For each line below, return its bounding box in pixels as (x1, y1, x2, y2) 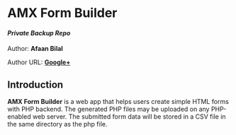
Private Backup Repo (7, 28, 71, 37)
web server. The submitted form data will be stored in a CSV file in (32, 112, 226, 121)
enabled (7, 112, 31, 121)
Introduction (7, 78, 64, 90)
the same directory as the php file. (7, 120, 108, 129)
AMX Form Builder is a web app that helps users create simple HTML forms (7, 98, 229, 106)
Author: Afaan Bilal (7, 45, 64, 53)
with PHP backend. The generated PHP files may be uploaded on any (7, 105, 210, 114)
